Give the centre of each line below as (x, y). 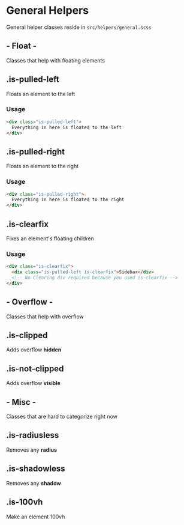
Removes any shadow (34, 483)
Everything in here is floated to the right (68, 200)
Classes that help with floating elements (55, 60)
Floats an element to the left (41, 94)
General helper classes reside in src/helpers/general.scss (79, 27)
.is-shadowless (36, 469)
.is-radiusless (33, 435)
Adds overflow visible (34, 383)
